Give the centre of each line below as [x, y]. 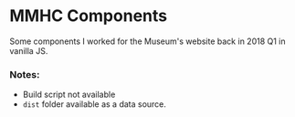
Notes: [25, 74]
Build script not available [69, 95]
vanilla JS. [29, 50]
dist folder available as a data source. [95, 104]
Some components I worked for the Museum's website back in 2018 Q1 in [147, 41]
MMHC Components [88, 16]
